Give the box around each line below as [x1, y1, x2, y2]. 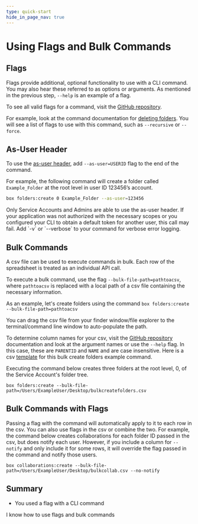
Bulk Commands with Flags [6, 404, 109, 414]
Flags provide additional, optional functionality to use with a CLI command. [6, 79, 188, 86]
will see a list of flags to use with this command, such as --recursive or [6, 121, 180, 128]
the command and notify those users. [6, 451, 98, 458]
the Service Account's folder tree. [6, 371, 89, 378]
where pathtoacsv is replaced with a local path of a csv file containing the [6, 282, 185, 289]
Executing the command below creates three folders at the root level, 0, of [6, 365, 187, 372]
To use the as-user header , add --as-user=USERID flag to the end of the [6, 160, 179, 167]
